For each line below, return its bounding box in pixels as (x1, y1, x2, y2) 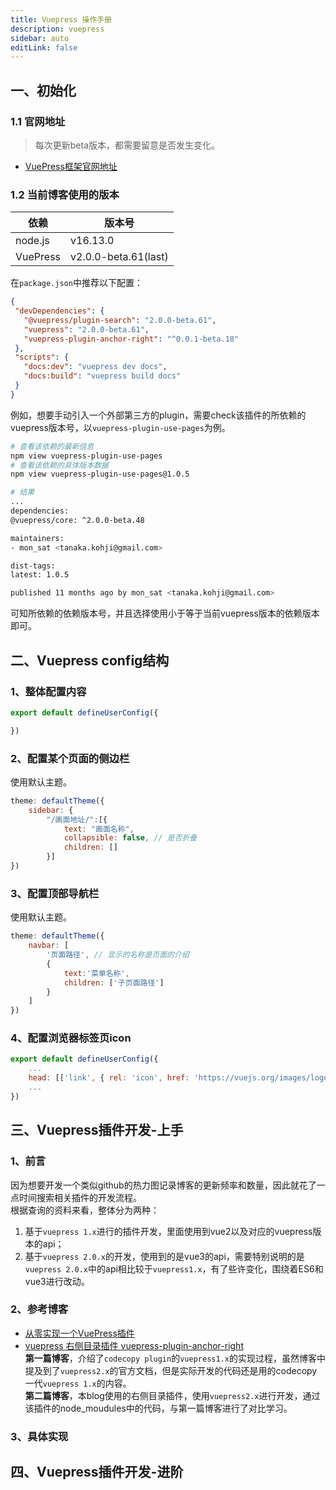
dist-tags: (10, 561, 56, 571)
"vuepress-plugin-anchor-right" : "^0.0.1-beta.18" (23, 334, 240, 344)
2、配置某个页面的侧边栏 (10, 751, 130, 765)
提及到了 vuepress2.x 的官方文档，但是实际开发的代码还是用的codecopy (24, 1364, 318, 1376)
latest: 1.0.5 (10, 570, 70, 580)
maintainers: (10, 533, 65, 543)
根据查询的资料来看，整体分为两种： (10, 1204, 160, 1216)
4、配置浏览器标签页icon (10, 1031, 132, 1045)
